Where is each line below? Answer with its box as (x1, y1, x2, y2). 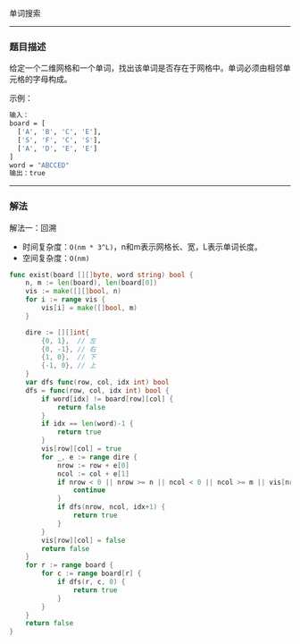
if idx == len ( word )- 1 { (41, 419, 134, 428)
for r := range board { (25, 561, 114, 570)
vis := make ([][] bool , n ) (25, 287, 122, 296)
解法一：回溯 (9, 222, 56, 233)
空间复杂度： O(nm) (21, 252, 90, 263)
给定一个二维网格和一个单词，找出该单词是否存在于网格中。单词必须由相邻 (9, 63, 283, 73)
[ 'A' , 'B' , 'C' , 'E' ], (17, 128, 102, 137)
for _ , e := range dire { (41, 453, 138, 462)
